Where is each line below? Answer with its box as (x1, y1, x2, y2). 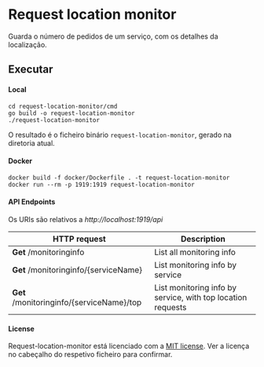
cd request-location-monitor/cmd (8, 102, 118, 110)
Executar (8, 63, 53, 76)
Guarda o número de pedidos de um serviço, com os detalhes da (8, 32, 218, 41)
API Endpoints (8, 197, 56, 206)
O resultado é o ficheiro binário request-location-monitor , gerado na (8, 130, 232, 139)
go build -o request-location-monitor (8, 109, 135, 117)
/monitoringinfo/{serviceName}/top (12, 297, 142, 308)
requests (154, 302, 187, 313)
